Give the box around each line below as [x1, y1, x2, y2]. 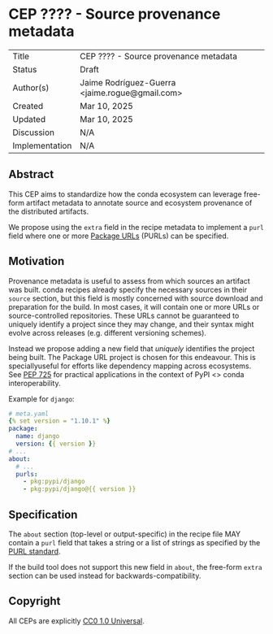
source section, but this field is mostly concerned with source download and [8, 293, 263, 303]
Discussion [12, 127, 55, 138]
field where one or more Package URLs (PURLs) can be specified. [8, 231, 229, 241]
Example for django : [8, 393, 75, 403]
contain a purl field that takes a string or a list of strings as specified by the [8, 538, 261, 547]
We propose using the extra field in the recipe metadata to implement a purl [8, 222, 264, 232]
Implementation [12, 140, 72, 151]
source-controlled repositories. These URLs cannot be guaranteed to [8, 310, 240, 320]
